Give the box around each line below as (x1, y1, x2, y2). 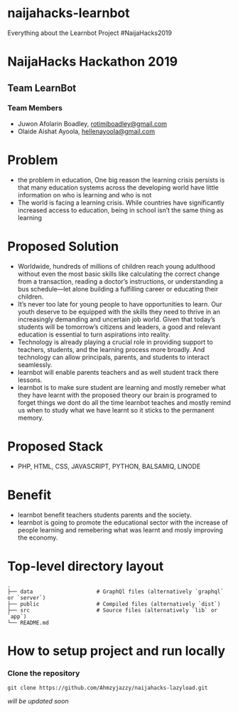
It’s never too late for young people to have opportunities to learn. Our (17, 299, 222, 308)
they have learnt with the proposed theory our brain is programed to (17, 391, 217, 399)
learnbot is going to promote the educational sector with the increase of (17, 518, 229, 527)
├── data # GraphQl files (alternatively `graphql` (7, 588, 224, 595)
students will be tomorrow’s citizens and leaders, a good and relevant (17, 322, 222, 331)
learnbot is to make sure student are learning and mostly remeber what (17, 383, 226, 391)
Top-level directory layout (7, 558, 164, 574)
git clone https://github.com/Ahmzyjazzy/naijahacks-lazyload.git (7, 684, 208, 691)
